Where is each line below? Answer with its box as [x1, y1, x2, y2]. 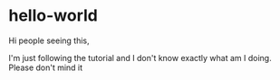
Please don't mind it [8, 62, 83, 73]
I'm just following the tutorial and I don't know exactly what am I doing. [8, 52, 273, 63]
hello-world [8, 5, 99, 26]
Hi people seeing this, [8, 35, 90, 46]
